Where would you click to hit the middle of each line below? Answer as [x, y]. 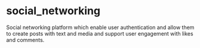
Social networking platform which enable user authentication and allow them [100, 27]
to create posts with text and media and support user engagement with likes [100, 33]
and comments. [25, 40]
